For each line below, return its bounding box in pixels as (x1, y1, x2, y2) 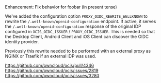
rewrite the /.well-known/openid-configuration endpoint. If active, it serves (5, 19, 156, 24)
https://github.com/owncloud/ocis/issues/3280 (5, 73, 99, 78)
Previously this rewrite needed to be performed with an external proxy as (5, 48, 151, 54)
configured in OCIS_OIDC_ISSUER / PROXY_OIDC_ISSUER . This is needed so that (5, 29, 155, 34)
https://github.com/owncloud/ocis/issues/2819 (5, 68, 98, 73)
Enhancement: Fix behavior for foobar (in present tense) (5, 4, 117, 10)
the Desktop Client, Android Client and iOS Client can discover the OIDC (5, 34, 149, 39)
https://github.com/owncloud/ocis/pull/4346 (5, 62, 94, 68)
